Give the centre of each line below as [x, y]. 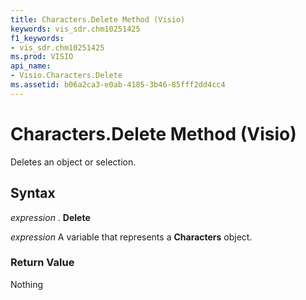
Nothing [27, 284]
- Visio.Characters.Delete [66, 76]
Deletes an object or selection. [73, 162]
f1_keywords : [37, 38]
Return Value [42, 263]
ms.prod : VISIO [42, 57]
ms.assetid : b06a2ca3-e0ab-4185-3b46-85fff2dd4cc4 [118, 85]
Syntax [33, 193]
